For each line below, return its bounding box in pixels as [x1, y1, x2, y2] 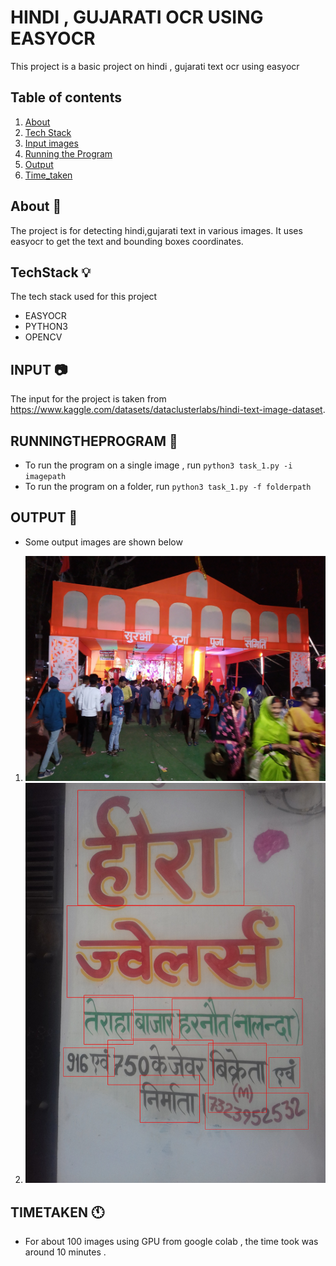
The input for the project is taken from [10, 393, 167, 405]
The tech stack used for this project [10, 291, 158, 303]
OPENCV [24, 331, 63, 343]
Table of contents [10, 89, 122, 106]
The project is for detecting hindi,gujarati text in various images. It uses [10, 224, 303, 236]
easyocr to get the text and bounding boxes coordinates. [10, 235, 244, 247]
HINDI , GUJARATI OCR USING [10, 6, 264, 29]
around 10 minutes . [24, 1246, 107, 1258]
